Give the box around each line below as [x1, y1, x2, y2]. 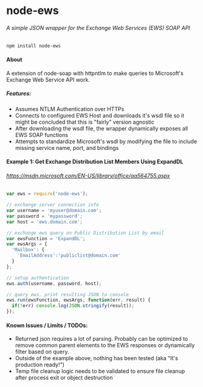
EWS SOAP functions [15, 131, 69, 138]
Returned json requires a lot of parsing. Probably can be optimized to [15, 335, 188, 343]
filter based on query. [15, 348, 69, 355]
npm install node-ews [6, 43, 61, 49]
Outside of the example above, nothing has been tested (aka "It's [15, 355, 178, 362]
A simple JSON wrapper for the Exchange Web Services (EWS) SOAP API [6, 24, 190, 31]
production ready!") [15, 361, 65, 369]
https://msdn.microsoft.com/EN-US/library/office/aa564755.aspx [6, 172, 170, 179]
